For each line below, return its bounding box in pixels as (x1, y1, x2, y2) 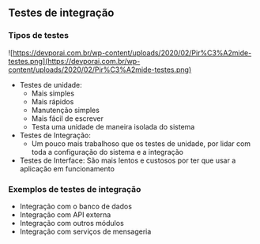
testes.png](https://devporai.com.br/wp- (8, 56, 141, 66)
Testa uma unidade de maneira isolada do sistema (31, 122, 195, 131)
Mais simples (31, 88, 75, 98)
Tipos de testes (8, 30, 70, 41)
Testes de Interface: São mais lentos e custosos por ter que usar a (19, 156, 236, 165)
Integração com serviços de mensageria (19, 227, 152, 236)
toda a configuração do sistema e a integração (31, 147, 184, 156)
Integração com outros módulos (19, 218, 124, 227)
